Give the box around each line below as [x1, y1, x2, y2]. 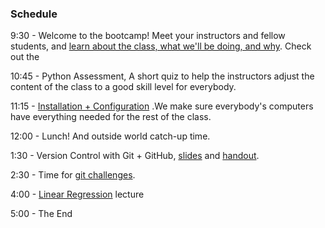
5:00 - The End [10, 208, 73, 220]
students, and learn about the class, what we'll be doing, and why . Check [10, 40, 312, 52]
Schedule [10, 7, 58, 21]
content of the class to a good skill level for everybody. [10, 81, 237, 93]
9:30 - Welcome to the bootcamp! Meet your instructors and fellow [10, 30, 286, 42]
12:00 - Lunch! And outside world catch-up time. [10, 130, 211, 142]
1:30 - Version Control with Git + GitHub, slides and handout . [10, 150, 260, 162]
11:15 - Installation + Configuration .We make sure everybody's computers [10, 100, 314, 112]
